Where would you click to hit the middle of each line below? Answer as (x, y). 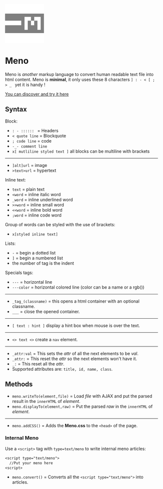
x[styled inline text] (35, 234)
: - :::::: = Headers (35, 130)
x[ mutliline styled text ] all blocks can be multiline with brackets (81, 151)
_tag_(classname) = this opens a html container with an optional (76, 301)
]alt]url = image (30, 165)
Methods (19, 384)
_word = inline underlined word (42, 199)
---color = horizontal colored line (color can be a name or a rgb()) (78, 287)
